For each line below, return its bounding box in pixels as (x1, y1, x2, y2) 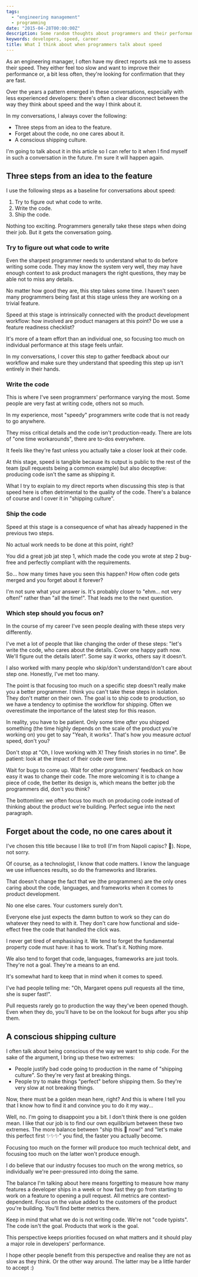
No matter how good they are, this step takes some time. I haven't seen (6, 287, 180, 294)
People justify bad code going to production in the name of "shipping (14, 1065, 183, 1072)
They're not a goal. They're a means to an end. (6, 961, 120, 968)
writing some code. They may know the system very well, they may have (6, 263, 183, 270)
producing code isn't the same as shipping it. (6, 471, 116, 478)
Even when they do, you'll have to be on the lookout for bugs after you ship (6, 1008, 189, 1015)
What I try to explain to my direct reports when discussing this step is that (6, 483, 185, 490)
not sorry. (6, 848, 30, 855)
